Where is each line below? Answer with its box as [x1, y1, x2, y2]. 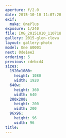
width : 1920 [14, 78, 39, 83]
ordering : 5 [5, 54, 30, 60]
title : [5, 125, 19, 130]
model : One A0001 [5, 45, 41, 50]
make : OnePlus [9, 21, 39, 27]
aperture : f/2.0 [5, 7, 39, 13]
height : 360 [14, 87, 39, 93]
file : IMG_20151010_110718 [5, 31, 61, 36]
